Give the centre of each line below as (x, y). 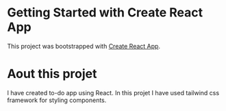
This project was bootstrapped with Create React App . (84, 46)
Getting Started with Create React (105, 13)
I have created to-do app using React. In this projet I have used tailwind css (113, 92)
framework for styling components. (57, 100)
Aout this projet (52, 74)
